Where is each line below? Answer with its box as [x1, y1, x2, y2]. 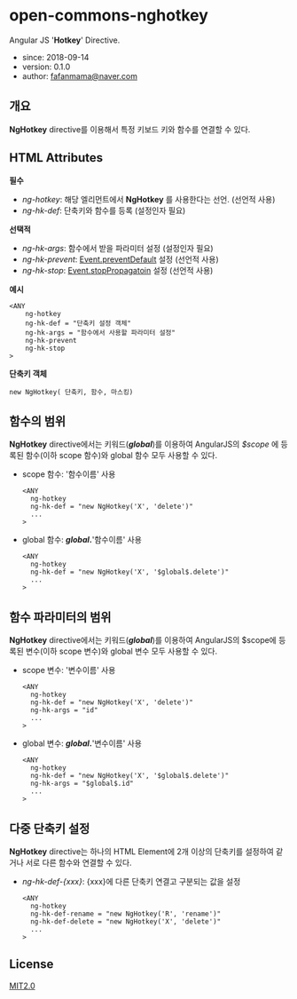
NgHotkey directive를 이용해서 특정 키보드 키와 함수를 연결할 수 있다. [9, 123, 251, 134]
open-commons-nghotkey [9, 5, 208, 26]
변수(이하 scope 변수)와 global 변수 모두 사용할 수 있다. [25, 646, 218, 657]
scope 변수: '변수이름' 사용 [21, 665, 116, 676]
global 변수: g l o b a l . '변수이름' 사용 [21, 738, 142, 749]
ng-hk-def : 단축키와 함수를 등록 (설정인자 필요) [21, 205, 186, 216]
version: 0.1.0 [21, 61, 71, 72]
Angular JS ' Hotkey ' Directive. [9, 35, 121, 45]
